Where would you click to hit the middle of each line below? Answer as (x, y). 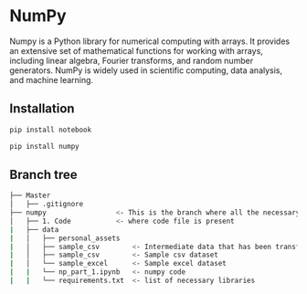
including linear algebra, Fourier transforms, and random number (132, 60)
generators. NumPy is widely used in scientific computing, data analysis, (146, 70)
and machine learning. (52, 79)
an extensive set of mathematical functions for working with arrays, (136, 50)
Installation (42, 109)
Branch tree (43, 174)
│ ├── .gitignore (47, 205)
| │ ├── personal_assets (65, 238)
